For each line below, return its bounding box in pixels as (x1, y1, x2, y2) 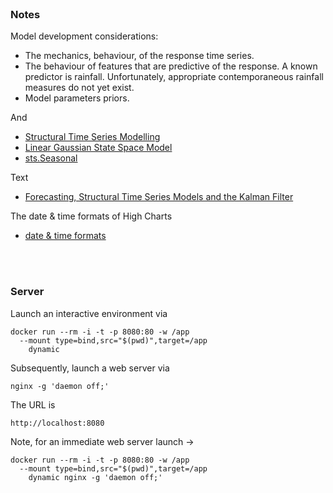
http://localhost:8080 (10, 418, 105, 428)
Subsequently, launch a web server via (10, 362, 170, 374)
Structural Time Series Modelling (24, 131, 161, 143)
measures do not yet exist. (24, 82, 135, 94)
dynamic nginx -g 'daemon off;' (28, 472, 163, 482)
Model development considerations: (10, 30, 159, 42)
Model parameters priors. (24, 92, 130, 104)
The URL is (10, 398, 56, 411)
